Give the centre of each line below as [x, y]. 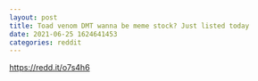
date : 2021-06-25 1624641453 [63, 34]
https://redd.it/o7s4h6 [50, 68]
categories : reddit [46, 42]
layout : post [33, 17]
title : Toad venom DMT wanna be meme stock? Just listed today [129, 26]
